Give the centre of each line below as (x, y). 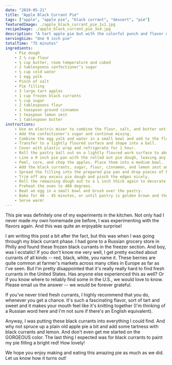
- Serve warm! (29, 200)
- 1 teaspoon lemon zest (41, 115)
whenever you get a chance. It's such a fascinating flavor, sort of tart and (83, 300)
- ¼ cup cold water (35, 72)
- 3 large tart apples (39, 91)
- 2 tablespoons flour (39, 105)
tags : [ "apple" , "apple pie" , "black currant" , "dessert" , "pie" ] (78, 19)
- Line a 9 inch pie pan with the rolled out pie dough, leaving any (90, 158)
